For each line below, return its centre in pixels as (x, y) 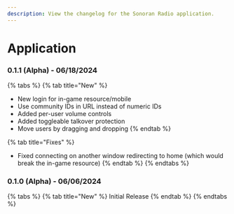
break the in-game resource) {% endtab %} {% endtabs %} (103, 163)
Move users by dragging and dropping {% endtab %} (94, 129)
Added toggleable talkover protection (71, 121)
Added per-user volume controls (64, 114)
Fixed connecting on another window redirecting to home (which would (121, 156)
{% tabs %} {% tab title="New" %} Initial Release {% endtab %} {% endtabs (117, 197)
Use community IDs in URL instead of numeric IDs (89, 106)
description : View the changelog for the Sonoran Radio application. (111, 14)
